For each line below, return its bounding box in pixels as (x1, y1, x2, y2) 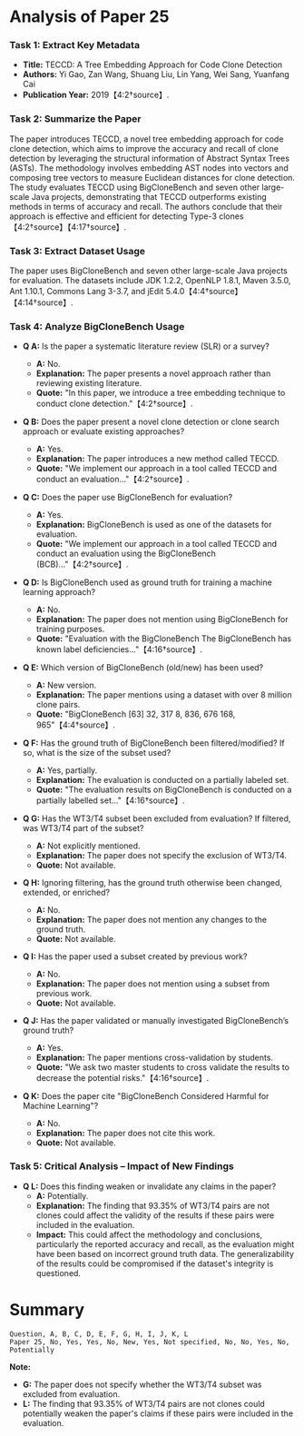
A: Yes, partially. (35, 765, 98, 776)
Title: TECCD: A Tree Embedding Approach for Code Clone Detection (22, 59, 283, 70)
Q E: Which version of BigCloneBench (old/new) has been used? (22, 662, 264, 673)
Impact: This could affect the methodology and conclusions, (35, 1229, 263, 1240)
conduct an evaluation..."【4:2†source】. (35, 474, 190, 485)
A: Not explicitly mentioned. (35, 840, 141, 851)
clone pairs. (35, 699, 81, 710)
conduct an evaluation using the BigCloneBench (35, 548, 216, 560)
